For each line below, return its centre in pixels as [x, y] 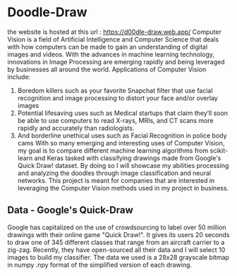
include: [19, 77]
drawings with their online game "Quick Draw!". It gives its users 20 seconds [119, 234]
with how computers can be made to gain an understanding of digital [108, 47]
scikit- [219, 150]
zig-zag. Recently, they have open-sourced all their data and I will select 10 [116, 250]
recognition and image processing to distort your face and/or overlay [118, 98]
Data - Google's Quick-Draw [71, 210]
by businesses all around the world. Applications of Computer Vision [107, 69]
